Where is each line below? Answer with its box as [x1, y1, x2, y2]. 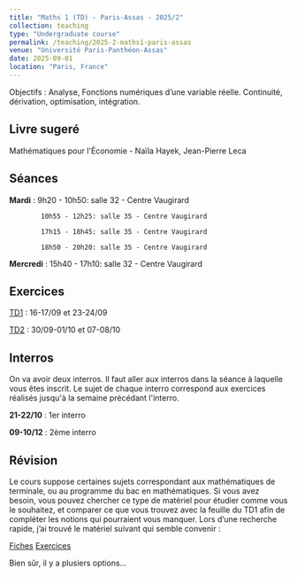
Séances [9, 171, 59, 186]
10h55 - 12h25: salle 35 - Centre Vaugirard [41, 212, 208, 221]
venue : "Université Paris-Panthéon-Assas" [9, 46, 168, 55]
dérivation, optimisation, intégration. [9, 96, 141, 106]
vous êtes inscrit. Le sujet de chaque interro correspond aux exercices [9, 383, 266, 394]
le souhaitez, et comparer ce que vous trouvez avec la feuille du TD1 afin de [9, 504, 286, 515]
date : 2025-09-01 [9, 54, 73, 63]
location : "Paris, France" [9, 63, 109, 72]
